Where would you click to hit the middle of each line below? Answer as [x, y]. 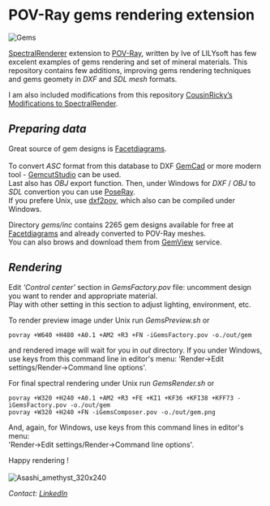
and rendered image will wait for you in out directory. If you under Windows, [135, 350]
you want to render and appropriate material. [83, 296]
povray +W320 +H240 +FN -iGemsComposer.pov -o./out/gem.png [112, 412]
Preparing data [47, 129]
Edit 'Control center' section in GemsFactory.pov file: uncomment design [130, 287]
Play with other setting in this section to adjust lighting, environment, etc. [130, 304]
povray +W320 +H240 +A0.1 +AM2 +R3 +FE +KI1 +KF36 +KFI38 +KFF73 [121, 398]
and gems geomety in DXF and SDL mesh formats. [93, 79]
